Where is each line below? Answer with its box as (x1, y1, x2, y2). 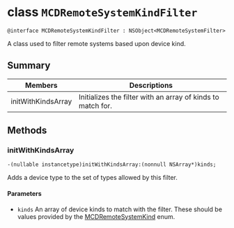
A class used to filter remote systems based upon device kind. (7, 39, 186, 47)
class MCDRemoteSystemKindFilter (7, 4, 198, 20)
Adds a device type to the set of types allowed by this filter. (7, 174, 178, 182)
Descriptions (129, 80, 173, 90)
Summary (7, 60, 51, 72)
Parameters (7, 190, 42, 198)
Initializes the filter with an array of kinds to (79, 92, 219, 102)
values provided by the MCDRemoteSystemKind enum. (17, 212, 175, 220)
